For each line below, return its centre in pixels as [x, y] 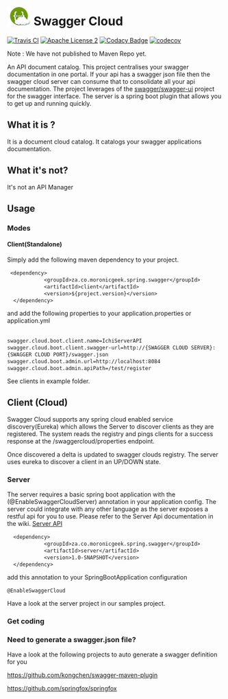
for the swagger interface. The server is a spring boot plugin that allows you [114, 96]
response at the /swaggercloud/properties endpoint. [81, 441]
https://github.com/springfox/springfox [62, 689]
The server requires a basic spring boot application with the [91, 494]
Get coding [26, 621]
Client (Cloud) [38, 403]
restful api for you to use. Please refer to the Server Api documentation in [110, 516]
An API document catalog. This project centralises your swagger [98, 67]
